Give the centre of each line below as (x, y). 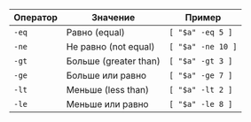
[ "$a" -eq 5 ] (201, 32)
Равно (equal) (96, 32)
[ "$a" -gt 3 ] (201, 61)
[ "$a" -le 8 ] (201, 104)
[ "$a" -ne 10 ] (203, 46)
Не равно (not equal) (110, 46)
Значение (114, 17)
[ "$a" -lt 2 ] (201, 90)
